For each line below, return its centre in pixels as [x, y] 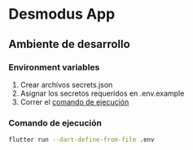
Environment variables [54, 67]
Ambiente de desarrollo [69, 44]
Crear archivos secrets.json [66, 84]
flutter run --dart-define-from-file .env [81, 140]
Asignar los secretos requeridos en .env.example [102, 93]
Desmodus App [62, 14]
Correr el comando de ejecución [75, 101]
